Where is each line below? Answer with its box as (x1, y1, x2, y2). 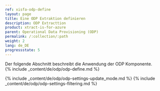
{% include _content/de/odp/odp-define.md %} (5, 66, 100, 72)
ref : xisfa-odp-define (5, 7, 51, 12)
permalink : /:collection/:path (5, 34, 68, 39)
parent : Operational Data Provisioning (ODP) (5, 30, 98, 34)
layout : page (5, 12, 32, 16)
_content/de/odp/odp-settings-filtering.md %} (5, 80, 97, 86)
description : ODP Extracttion (5, 20, 66, 26)
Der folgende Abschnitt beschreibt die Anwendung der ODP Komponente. (5, 61, 153, 67)
